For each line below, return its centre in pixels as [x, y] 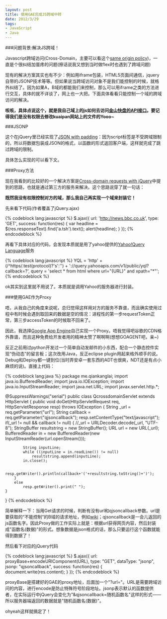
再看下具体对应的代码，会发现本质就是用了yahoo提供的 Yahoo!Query [75, 244]
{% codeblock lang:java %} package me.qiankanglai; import [67, 376]
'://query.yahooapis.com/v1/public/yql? [109, 266]
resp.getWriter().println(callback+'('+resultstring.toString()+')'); [80, 474]
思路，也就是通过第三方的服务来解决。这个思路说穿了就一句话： [79, 187]
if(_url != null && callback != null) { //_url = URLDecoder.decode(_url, [75, 423]
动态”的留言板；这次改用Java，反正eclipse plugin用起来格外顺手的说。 [88, 354]
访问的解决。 [18, 100]
